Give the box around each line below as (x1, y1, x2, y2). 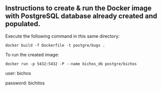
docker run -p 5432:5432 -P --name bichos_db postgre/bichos (5, 61, 137, 66)
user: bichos (5, 70, 31, 76)
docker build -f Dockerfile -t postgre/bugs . (5, 43, 105, 48)
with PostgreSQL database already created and (5, 12, 157, 21)
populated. (5, 20, 40, 28)
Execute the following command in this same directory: (5, 33, 120, 39)
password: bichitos (5, 80, 45, 86)
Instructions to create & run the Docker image (5, 4, 152, 13)
